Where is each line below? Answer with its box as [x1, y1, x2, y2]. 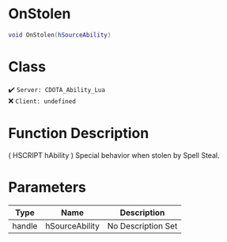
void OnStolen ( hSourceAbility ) [8, 31, 112, 39]
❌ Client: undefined [8, 96, 77, 106]
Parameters [8, 178, 87, 196]
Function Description [8, 124, 149, 142]
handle [12, 220, 38, 231]
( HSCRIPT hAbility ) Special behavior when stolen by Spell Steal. [8, 150, 220, 159]
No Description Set [107, 220, 178, 231]
